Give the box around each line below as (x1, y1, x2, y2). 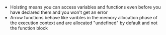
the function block (10, 25, 48, 31)
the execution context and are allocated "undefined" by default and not (10, 20, 157, 26)
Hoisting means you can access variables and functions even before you (10, 4, 161, 10)
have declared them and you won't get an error (10, 9, 108, 15)
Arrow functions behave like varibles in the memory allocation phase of (10, 15, 158, 20)
